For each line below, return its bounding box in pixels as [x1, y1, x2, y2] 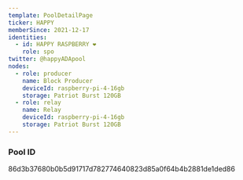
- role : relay [15, 99, 61, 106]
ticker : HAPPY [8, 19, 55, 27]
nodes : [8, 63, 30, 70]
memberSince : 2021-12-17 [8, 26, 90, 34]
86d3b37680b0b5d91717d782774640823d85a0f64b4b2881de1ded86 [8, 164, 236, 174]
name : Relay [22, 106, 61, 114]
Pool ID [8, 146, 36, 157]
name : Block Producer [22, 77, 93, 85]
